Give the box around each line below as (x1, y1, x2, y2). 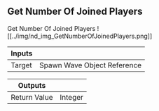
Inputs (11, 48, 33, 58)
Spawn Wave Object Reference (39, 60, 142, 70)
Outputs (18, 80, 46, 90)
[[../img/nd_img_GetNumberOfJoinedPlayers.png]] (7, 32, 153, 40)
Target (11, 60, 33, 70)
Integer (59, 92, 84, 102)
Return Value (11, 92, 53, 102)
